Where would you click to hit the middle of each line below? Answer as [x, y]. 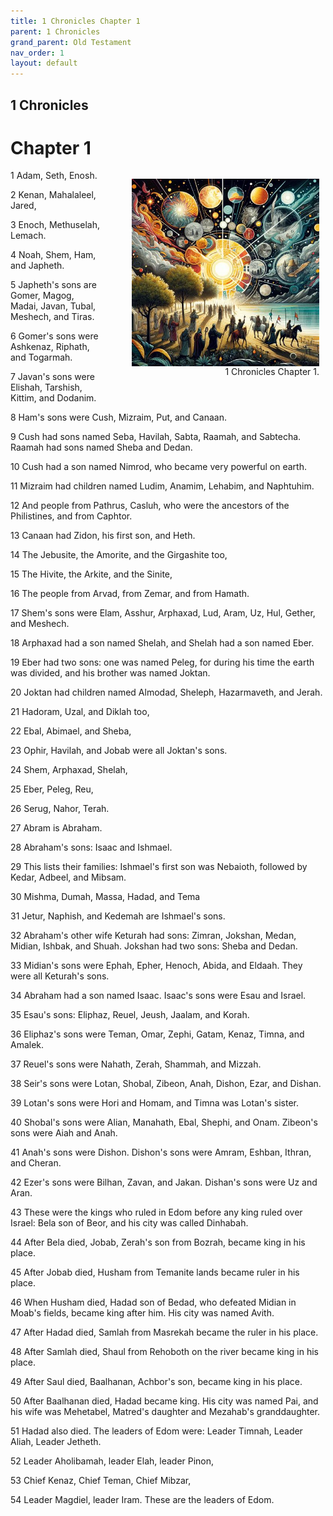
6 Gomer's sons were [54, 336]
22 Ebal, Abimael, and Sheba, [71, 731]
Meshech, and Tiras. [52, 317]
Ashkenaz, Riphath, [50, 347]
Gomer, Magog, [42, 296]
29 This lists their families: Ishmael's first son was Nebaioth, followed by [159, 867]
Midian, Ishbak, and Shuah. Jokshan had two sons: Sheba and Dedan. [154, 946]
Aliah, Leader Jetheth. [56, 1442]
